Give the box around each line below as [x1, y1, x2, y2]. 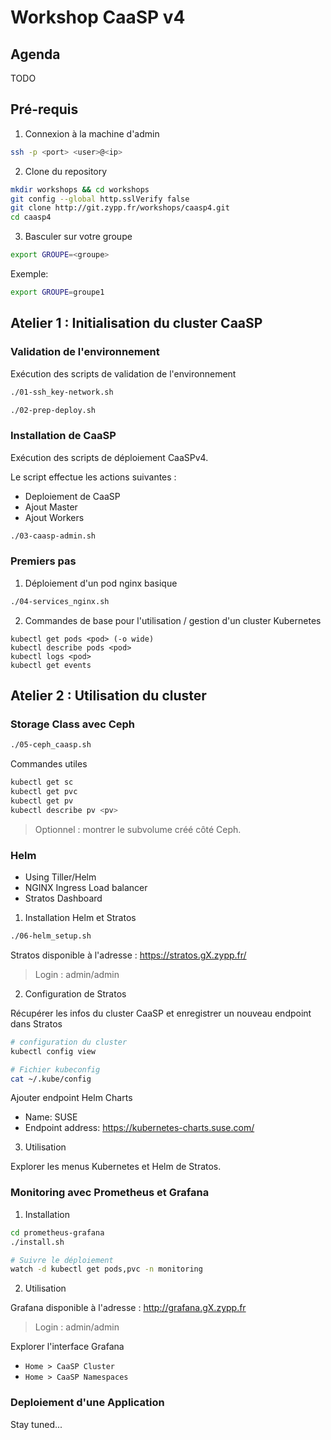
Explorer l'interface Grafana [10, 1341, 125, 1353]
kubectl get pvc [10, 787, 78, 797]
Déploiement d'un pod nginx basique [24, 577, 178, 589]
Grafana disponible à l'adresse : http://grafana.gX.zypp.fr [10, 1302, 247, 1314]
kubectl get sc [10, 777, 74, 788]
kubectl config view [10, 1046, 97, 1056]
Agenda [10, 46, 61, 63]
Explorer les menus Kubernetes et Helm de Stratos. [10, 1161, 222, 1173]
